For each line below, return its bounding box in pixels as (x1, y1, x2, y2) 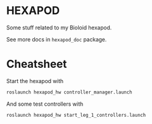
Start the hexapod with (6, 77, 64, 84)
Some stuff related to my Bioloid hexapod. (6, 24, 112, 31)
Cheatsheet (6, 57, 67, 71)
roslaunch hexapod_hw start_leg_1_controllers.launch (6, 112, 147, 118)
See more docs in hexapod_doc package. (6, 35, 107, 43)
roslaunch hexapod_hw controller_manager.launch (6, 89, 132, 95)
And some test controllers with (6, 100, 84, 108)
